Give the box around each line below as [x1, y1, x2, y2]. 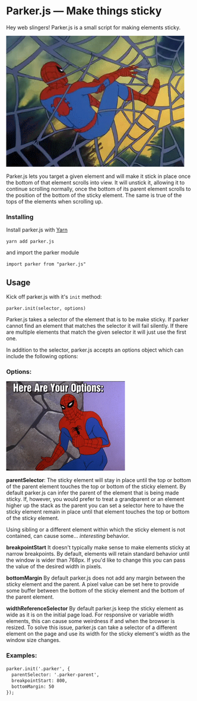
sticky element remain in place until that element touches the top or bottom [6, 508, 190, 515]
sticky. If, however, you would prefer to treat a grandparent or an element [6, 496, 185, 503]
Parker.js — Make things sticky [6, 4, 162, 18]
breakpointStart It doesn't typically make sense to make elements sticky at [6, 544, 190, 551]
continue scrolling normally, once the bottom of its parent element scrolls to [6, 185, 191, 192]
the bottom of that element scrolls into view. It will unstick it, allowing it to [6, 179, 185, 186]
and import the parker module [6, 249, 80, 256]
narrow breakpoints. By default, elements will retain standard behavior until [6, 550, 190, 558]
